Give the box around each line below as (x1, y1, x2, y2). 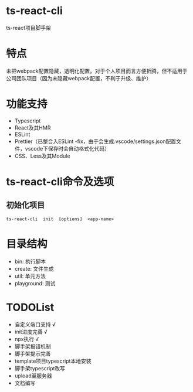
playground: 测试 (14, 279, 56, 287)
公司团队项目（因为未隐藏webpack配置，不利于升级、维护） (6, 74, 152, 81)
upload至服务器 (14, 372, 53, 379)
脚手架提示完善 (14, 350, 51, 357)
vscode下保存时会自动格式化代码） (25, 145, 110, 152)
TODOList (6, 301, 55, 314)
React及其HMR (14, 124, 51, 131)
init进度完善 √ (14, 328, 48, 335)
